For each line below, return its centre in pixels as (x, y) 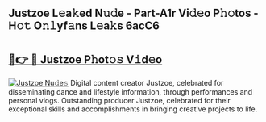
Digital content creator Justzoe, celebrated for (147, 83)
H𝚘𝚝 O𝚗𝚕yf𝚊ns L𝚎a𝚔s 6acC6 (84, 26)
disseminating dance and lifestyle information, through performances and (131, 92)
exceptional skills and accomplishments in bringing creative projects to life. (133, 109)
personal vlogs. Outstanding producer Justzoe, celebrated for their (120, 101)
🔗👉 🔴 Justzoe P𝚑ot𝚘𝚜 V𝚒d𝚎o (85, 59)
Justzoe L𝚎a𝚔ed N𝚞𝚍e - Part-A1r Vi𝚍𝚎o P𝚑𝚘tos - (134, 13)
